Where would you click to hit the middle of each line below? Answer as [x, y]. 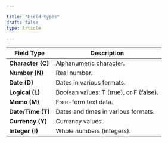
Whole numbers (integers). [93, 131]
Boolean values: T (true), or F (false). [107, 92]
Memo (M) [24, 102]
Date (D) [21, 83]
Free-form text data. [84, 102]
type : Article [24, 28]
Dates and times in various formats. [105, 112]
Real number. [74, 73]
